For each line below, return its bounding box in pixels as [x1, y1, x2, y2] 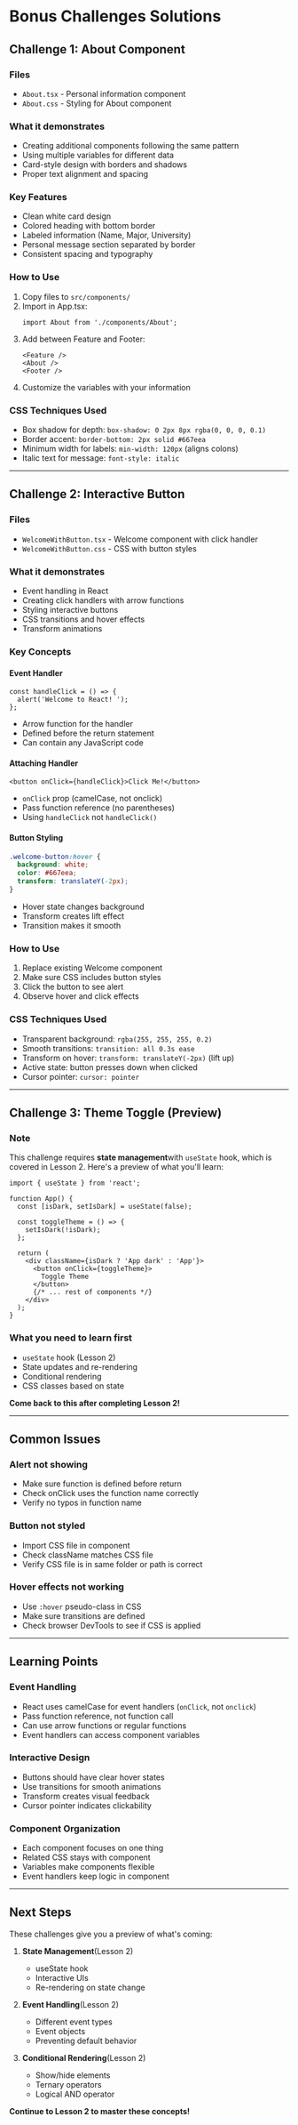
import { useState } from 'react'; [9, 1179, 141, 1188]
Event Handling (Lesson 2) [21, 1999, 120, 2009]
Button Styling [9, 832, 64, 842]
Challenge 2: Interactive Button [9, 487, 185, 502]
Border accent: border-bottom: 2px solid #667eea [21, 434, 207, 445]
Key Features [9, 191, 68, 204]
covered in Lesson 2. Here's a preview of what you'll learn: [9, 1162, 224, 1172]
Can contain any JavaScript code [21, 737, 144, 748]
